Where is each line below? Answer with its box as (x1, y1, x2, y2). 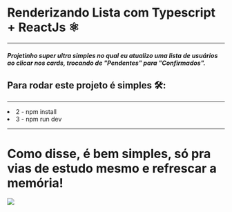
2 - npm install (16, 108, 57, 116)
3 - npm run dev (16, 115, 62, 124)
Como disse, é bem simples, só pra (7, 146, 211, 162)
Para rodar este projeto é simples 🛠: (7, 79, 166, 91)
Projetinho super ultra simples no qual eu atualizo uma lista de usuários (7, 51, 218, 59)
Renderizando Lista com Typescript (7, 5, 216, 21)
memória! (7, 175, 64, 191)
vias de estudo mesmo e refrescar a (7, 160, 217, 176)
